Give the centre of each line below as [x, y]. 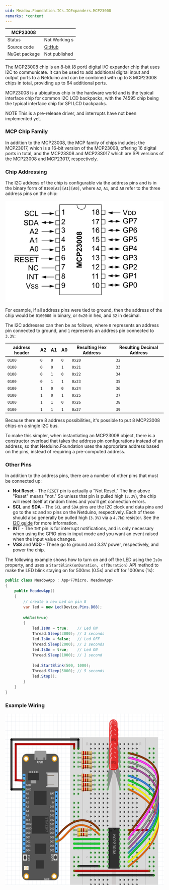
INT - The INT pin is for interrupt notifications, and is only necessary [83, 529]
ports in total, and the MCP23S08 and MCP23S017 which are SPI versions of [84, 153]
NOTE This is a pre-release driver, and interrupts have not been [71, 113]
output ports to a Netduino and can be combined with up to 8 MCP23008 [81, 77]
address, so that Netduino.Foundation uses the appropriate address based [82, 446]
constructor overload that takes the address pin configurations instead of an [84, 441]
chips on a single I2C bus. [32, 426]
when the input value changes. [44, 539]
